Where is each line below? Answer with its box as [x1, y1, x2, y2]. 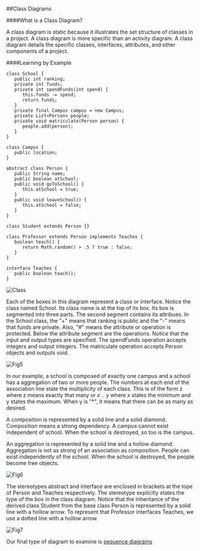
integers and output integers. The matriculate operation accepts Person [6, 342, 183, 350]
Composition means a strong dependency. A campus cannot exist [6, 422, 169, 429]
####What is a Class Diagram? [6, 17, 83, 23]
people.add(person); [22, 123, 74, 129]
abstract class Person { [6, 165, 68, 171]
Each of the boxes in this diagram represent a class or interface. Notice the [6, 298, 191, 305]
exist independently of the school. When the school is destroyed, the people [6, 453, 195, 460]
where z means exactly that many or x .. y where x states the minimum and [6, 392, 191, 398]
